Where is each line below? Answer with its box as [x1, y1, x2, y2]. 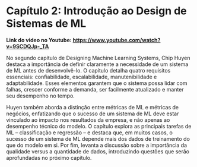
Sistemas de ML [6, 17, 87, 30]
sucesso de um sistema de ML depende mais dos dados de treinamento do [6, 135, 190, 142]
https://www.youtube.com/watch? [72, 36, 161, 43]
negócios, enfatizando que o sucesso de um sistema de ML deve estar [6, 110, 179, 117]
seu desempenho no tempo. [6, 92, 75, 99]
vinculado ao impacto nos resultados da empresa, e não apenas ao [6, 116, 170, 123]
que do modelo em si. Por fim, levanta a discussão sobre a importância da [6, 141, 188, 149]
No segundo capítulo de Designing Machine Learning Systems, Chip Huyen [6, 54, 190, 61]
